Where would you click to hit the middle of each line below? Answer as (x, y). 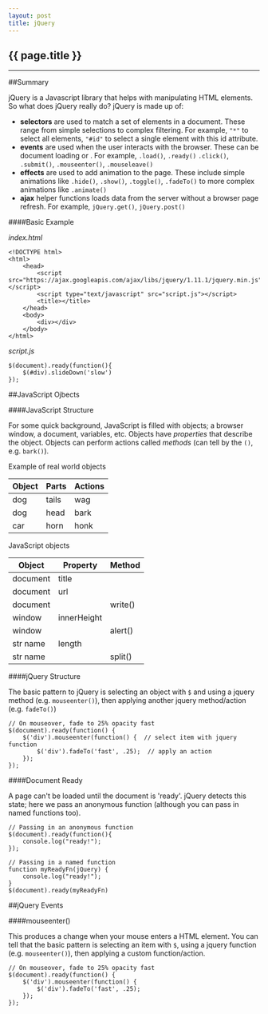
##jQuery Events (36, 905)
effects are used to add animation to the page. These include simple (132, 173)
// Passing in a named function (62, 863)
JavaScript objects (39, 545)
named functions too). (45, 813)
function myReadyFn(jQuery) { (59, 870)
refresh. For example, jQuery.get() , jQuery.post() (102, 207)
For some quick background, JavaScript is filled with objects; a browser (126, 425)
